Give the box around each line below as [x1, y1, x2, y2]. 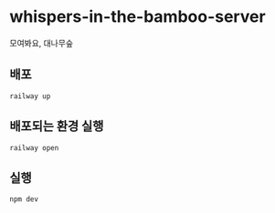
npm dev [9, 195, 39, 204]
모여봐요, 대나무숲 [9, 37, 74, 48]
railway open [9, 143, 59, 152]
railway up [9, 91, 51, 101]
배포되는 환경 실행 [9, 118, 104, 134]
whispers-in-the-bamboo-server [9, 6, 267, 27]
